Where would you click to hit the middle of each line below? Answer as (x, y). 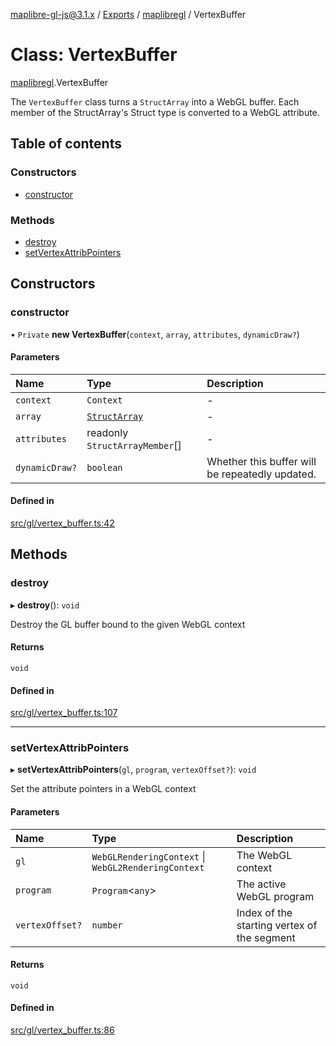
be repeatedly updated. (261, 474)
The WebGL (264, 855)
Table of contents (66, 144)
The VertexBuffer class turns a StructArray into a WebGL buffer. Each (155, 101)
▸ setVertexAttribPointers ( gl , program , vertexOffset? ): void (133, 770)
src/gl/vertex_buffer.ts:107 (64, 713)
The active (261, 884)
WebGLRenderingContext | (148, 856)
